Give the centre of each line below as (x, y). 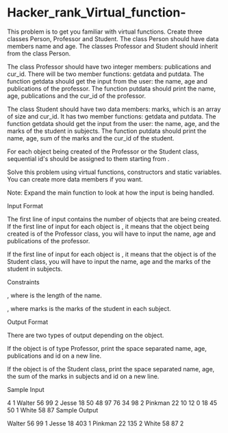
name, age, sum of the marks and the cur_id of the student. (91, 138)
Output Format (28, 322)
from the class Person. (39, 53)
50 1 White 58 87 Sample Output (53, 410)
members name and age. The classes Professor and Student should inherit (113, 46)
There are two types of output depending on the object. (86, 335)
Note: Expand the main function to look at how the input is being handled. (111, 193)
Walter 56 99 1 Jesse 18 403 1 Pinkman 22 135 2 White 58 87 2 (96, 423)
